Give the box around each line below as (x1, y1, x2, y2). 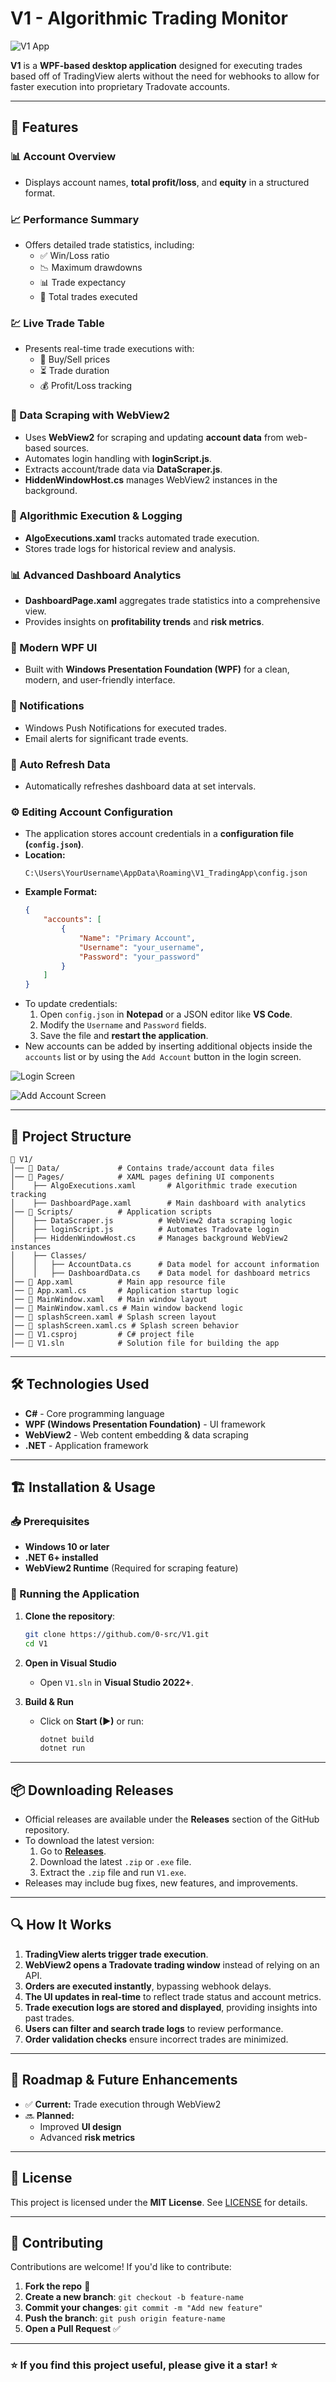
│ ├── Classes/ (10, 1250, 87, 1261)
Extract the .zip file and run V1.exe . (39, 1867, 187, 1879)
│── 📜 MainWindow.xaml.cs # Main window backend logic (10, 1303, 244, 1313)
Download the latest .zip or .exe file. (39, 1856, 192, 1868)
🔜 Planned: (24, 2109, 75, 2121)
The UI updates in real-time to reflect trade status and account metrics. (24, 1990, 322, 2002)
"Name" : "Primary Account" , (78, 933, 196, 943)
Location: (24, 849, 66, 861)
